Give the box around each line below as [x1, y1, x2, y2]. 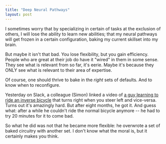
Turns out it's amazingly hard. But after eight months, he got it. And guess [5, 102, 157, 108]
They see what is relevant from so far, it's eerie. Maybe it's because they [5, 62, 154, 68]
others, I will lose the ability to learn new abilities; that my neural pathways [5, 31, 158, 37]
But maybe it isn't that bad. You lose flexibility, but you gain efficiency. [5, 51, 149, 57]
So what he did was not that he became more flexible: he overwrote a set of [5, 123, 161, 129]
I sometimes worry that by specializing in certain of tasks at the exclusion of [5, 25, 161, 31]
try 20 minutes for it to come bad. [5, 113, 74, 119]
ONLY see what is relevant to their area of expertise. [5, 67, 112, 73]
